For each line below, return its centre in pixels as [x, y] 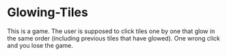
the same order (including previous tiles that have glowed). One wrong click [113, 38]
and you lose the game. [40, 45]
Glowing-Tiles [48, 12]
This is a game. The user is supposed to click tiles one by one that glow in [111, 31]
